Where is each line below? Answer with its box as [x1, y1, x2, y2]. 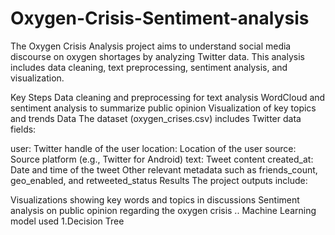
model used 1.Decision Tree [10, 215, 125, 227]
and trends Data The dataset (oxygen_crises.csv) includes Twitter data [10, 112, 302, 124]
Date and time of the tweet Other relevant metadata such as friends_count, [10, 163, 318, 176]
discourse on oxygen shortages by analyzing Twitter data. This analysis [10, 50, 305, 62]
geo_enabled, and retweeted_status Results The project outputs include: [10, 174, 308, 186]
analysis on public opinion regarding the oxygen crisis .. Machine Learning [10, 204, 317, 216]
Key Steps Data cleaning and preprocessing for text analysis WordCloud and [10, 91, 326, 103]
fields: [10, 123, 37, 135]
